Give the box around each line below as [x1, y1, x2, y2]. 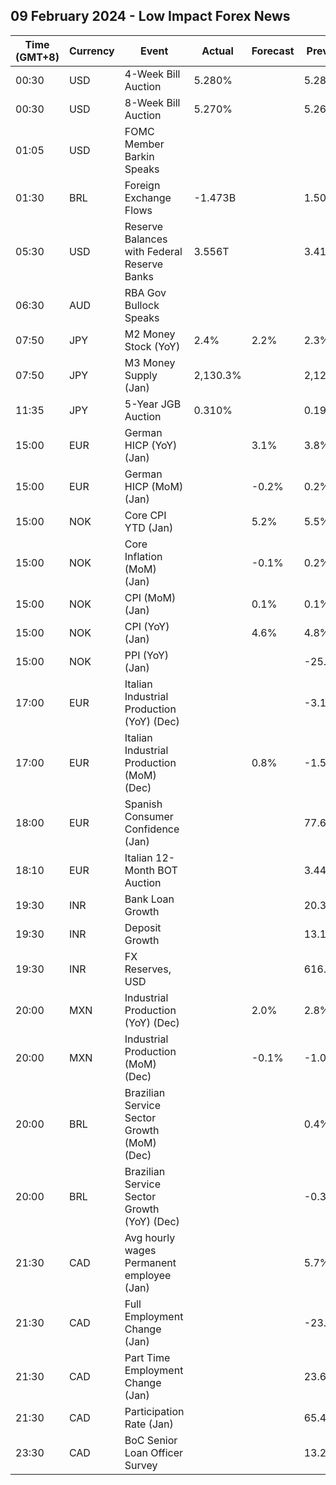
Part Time [124, 1350, 171, 1364]
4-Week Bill [124, 67, 181, 81]
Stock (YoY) [124, 339, 181, 353]
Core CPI [124, 508, 167, 522]
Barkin [124, 149, 155, 163]
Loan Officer [124, 1445, 184, 1459]
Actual [201, 44, 234, 58]
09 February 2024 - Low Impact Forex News [10, 8, 291, 25]
